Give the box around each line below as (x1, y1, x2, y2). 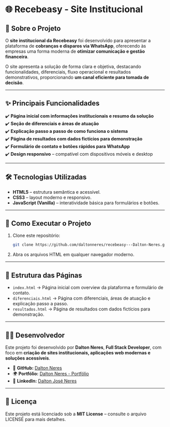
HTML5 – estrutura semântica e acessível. (12, 189, 101, 195)
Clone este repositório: (12, 232, 61, 239)
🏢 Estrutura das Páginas (5, 271, 82, 279)
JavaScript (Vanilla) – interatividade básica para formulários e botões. (12, 199, 160, 206)
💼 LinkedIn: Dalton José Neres (12, 378, 77, 384)
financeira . (5, 54, 29, 59)
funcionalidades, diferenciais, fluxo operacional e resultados (5, 69, 131, 75)
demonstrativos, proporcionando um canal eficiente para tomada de (5, 75, 149, 80)
